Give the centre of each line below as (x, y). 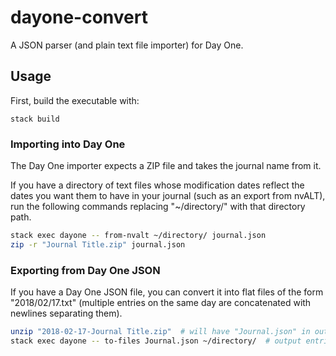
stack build (35, 119)
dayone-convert (79, 17)
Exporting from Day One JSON (85, 270)
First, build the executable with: (75, 100)
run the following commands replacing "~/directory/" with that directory (158, 207)
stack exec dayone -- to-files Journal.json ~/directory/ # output (156, 341)
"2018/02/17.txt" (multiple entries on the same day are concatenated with (161, 303)
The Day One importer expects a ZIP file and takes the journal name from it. (166, 166)
